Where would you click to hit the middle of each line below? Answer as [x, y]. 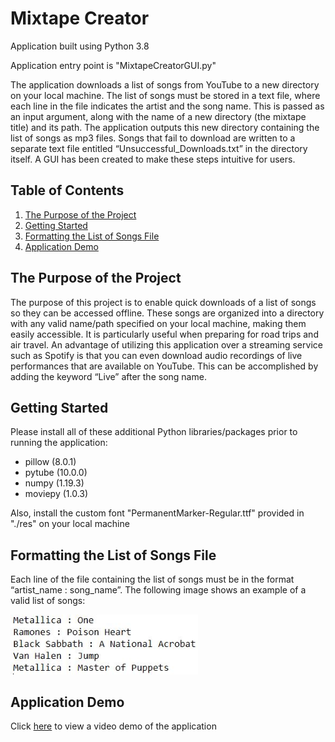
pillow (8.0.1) [50, 462]
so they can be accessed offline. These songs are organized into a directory [167, 313]
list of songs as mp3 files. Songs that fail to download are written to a [153, 138]
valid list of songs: [48, 601]
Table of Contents [67, 190]
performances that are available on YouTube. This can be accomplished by [164, 366]
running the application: [59, 443]
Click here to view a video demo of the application [113, 726]
